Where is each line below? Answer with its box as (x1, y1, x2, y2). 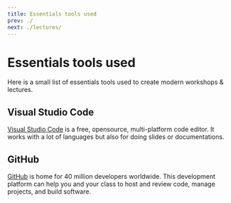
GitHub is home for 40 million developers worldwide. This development (7, 172, 215, 180)
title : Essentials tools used (7, 10, 97, 18)
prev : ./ (7, 17, 33, 24)
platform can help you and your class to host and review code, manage (7, 179, 215, 188)
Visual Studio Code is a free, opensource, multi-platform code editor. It (7, 125, 215, 134)
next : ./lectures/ (7, 24, 62, 31)
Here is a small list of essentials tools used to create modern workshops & (7, 78, 224, 86)
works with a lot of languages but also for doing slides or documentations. (7, 132, 225, 141)
